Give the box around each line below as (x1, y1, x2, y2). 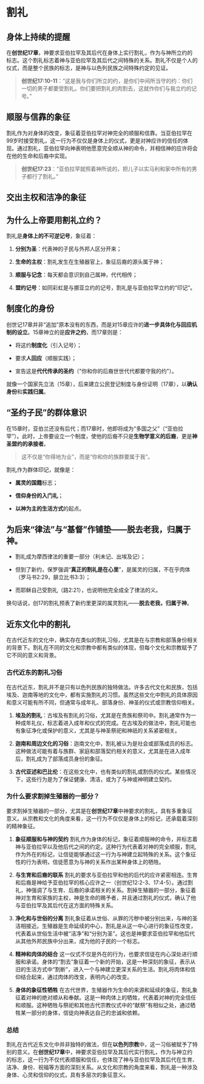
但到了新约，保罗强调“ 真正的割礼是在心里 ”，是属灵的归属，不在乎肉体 (15, 566, 191, 573)
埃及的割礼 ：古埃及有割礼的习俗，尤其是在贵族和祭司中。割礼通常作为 (15, 711, 191, 719)
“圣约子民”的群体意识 (6, 408, 87, 418)
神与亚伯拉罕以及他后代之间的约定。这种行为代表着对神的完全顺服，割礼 (15, 843, 196, 850)
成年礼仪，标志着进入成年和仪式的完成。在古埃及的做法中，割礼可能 (20, 719, 191, 726)
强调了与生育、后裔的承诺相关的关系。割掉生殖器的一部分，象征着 (31, 886, 196, 893)
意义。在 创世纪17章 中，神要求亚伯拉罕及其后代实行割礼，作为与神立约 (16, 1049, 193, 1056)
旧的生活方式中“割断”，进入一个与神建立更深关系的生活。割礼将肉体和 (15, 965, 191, 972)
